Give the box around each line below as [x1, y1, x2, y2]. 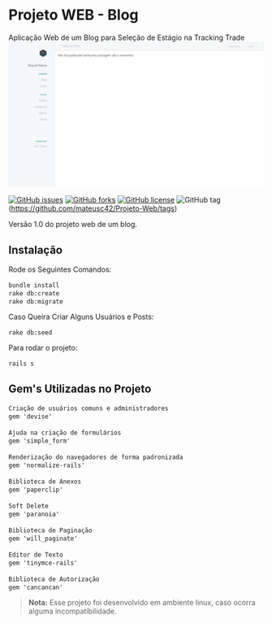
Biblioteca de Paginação [8, 526, 93, 535]
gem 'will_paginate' [8, 535, 79, 543]
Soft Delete [8, 502, 49, 510]
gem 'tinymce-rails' [8, 559, 79, 567]
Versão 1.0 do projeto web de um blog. [8, 220, 138, 229]
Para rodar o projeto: [8, 343, 78, 353]
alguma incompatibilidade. [28, 606, 117, 616]
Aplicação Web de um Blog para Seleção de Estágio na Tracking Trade [8, 33, 245, 42]
